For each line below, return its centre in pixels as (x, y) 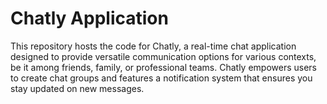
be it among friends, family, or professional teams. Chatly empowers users (163, 67)
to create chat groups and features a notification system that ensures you (161, 78)
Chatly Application (89, 18)
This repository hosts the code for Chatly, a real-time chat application (153, 46)
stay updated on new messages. (77, 88)
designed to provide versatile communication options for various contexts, (163, 56)
